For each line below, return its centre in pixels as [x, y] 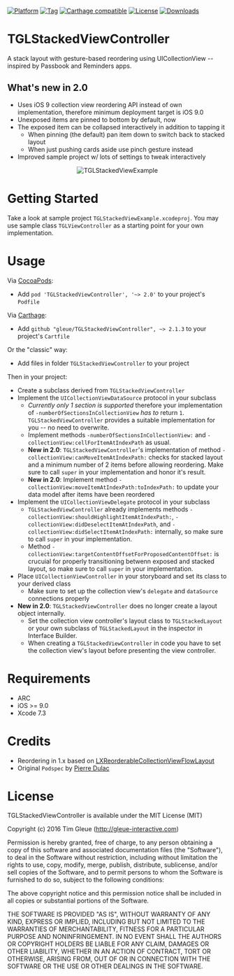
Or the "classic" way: [37, 349]
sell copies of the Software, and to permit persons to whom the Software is [115, 872]
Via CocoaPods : [30, 281]
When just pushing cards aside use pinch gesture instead [110, 149]
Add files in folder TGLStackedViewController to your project [103, 363]
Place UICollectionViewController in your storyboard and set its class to [122, 576]
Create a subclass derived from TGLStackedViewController [101, 390]
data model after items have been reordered [91, 494]
